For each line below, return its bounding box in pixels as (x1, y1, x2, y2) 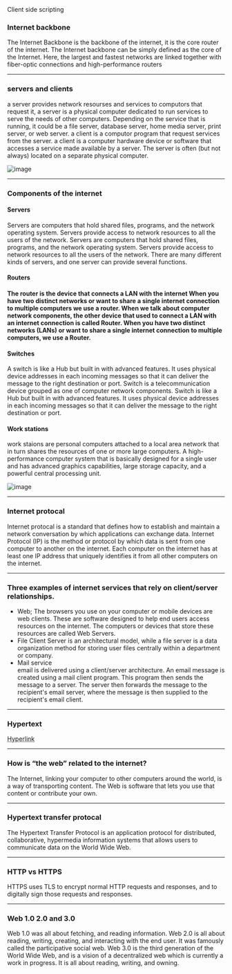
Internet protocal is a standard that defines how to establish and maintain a (7, 522, 220, 531)
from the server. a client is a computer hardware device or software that (7, 136, 212, 145)
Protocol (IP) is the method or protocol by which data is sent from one (7, 537, 206, 545)
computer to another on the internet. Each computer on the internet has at (7, 544, 218, 553)
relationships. (7, 591, 55, 601)
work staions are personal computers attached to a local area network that (7, 440, 220, 448)
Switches (7, 349, 35, 358)
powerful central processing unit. (7, 469, 101, 478)
